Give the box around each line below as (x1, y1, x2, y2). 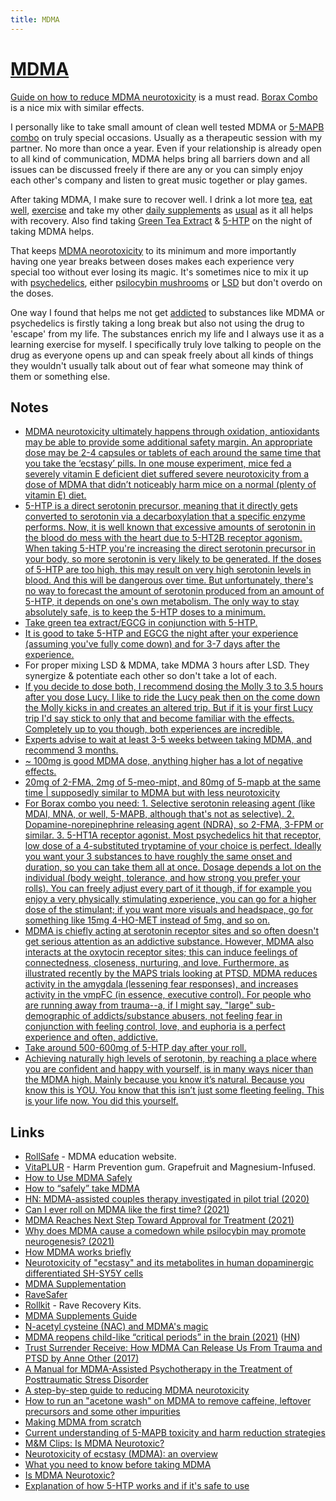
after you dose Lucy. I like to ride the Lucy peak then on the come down (24, 691, 321, 703)
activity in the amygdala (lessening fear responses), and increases (24, 978, 299, 990)
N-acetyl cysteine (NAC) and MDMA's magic (24, 1321, 209, 1333)
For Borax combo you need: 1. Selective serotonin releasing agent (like (24, 797, 316, 810)
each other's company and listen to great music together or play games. (10, 174, 308, 186)
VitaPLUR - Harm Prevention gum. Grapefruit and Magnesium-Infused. (24, 1161, 317, 1173)
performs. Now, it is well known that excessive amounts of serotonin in (24, 521, 317, 533)
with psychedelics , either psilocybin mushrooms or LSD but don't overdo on (10, 276, 323, 288)
